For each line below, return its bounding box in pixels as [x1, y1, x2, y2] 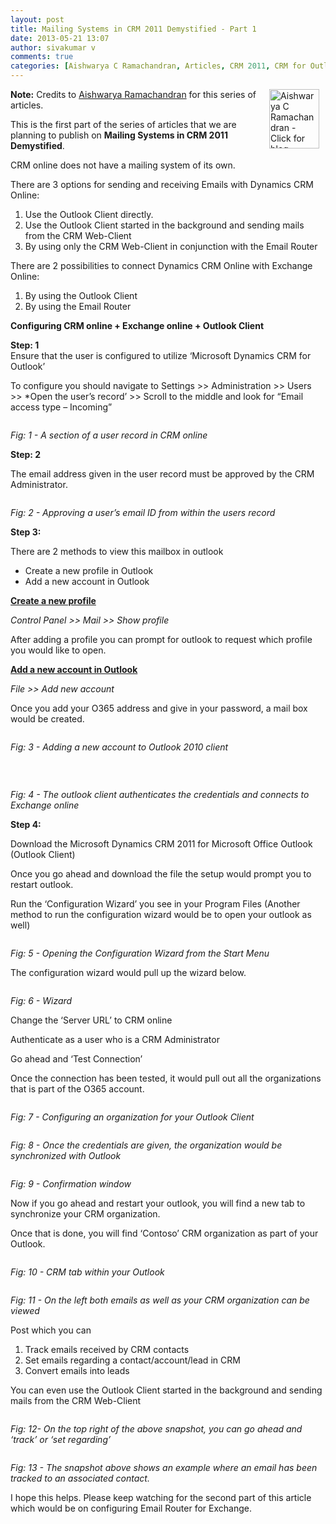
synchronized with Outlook [10, 1150, 122, 1161]
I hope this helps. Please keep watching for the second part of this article [10, 1492, 312, 1503]
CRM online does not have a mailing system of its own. [10, 159, 236, 171]
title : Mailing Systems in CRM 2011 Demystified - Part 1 [10, 24, 257, 34]
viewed [10, 1305, 40, 1316]
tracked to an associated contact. [10, 1472, 150, 1484]
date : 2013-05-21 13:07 [10, 33, 110, 43]
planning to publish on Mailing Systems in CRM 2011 [10, 129, 228, 141]
